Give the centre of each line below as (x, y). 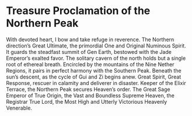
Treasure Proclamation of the (78, 11)
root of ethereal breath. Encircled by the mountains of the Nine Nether (90, 64)
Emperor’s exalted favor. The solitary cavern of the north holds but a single (96, 58)
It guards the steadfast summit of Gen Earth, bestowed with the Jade (89, 52)
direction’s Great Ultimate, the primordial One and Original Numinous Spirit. (96, 46)
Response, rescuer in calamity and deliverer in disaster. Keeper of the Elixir (96, 83)
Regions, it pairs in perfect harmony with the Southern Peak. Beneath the (94, 70)
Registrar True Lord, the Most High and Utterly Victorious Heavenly (87, 101)
